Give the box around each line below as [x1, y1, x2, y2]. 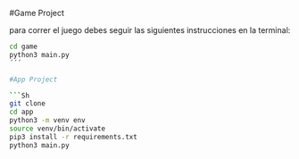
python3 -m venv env [9, 116, 87, 125]
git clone [9, 99, 46, 108]
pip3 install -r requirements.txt [9, 132, 138, 141]
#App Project [9, 75, 58, 84]
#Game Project [9, 8, 65, 18]
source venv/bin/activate [9, 124, 105, 133]
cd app [9, 107, 34, 117]
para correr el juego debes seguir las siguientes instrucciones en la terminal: [9, 25, 291, 35]
